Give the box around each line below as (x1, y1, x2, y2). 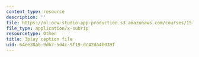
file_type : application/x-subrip (6, 25, 89, 31)
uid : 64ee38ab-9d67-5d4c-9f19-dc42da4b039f (6, 42, 115, 48)
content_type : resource (6, 8, 65, 15)
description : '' (6, 14, 46, 20)
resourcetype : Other (6, 31, 57, 37)
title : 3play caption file (6, 36, 73, 42)
